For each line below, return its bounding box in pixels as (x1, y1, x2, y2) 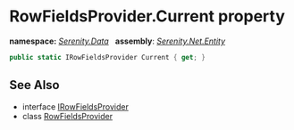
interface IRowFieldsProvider (21, 101, 130, 112)
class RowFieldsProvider (21, 110, 113, 121)
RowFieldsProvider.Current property (9, 6, 286, 27)
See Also (9, 77, 60, 93)
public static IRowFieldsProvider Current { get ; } (9, 53, 206, 61)
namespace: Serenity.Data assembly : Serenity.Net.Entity (9, 36, 226, 46)
